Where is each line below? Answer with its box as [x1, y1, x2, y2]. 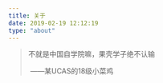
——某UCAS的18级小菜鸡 [30, 66, 114, 76]
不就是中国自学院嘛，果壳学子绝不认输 [27, 49, 155, 59]
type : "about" [8, 26, 56, 34]
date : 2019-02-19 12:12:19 [8, 19, 99, 27]
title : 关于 [8, 11, 46, 20]
